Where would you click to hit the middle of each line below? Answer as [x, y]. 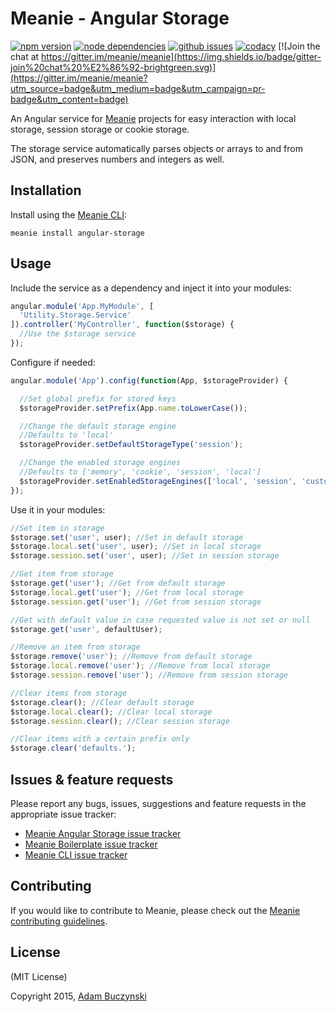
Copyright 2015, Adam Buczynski [78, 996]
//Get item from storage [62, 574]
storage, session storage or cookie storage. [100, 129]
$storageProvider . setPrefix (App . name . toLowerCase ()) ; [133, 408]
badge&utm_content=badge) [69, 99]
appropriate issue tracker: [63, 814]
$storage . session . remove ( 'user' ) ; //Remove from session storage [149, 675]
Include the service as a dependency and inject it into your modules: [151, 288]
